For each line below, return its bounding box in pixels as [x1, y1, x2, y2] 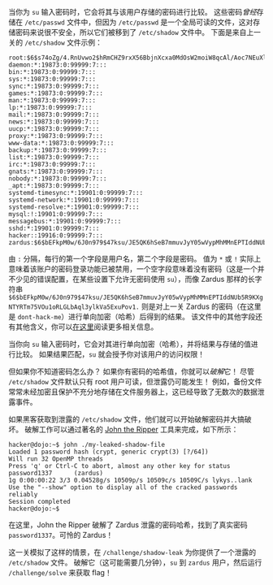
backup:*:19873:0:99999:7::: [8, 146, 107, 154]
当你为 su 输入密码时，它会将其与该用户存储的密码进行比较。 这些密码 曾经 [8, 7, 258, 16]
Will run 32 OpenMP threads [8, 455, 104, 463]
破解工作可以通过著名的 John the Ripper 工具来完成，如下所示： [24, 425, 239, 434]
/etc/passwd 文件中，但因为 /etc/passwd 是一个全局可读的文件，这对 [24, 17, 253, 27]
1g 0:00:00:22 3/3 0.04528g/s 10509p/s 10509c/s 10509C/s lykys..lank [8, 476, 253, 484]
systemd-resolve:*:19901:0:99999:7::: [8, 203, 140, 211]
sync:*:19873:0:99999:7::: [8, 82, 100, 90]
